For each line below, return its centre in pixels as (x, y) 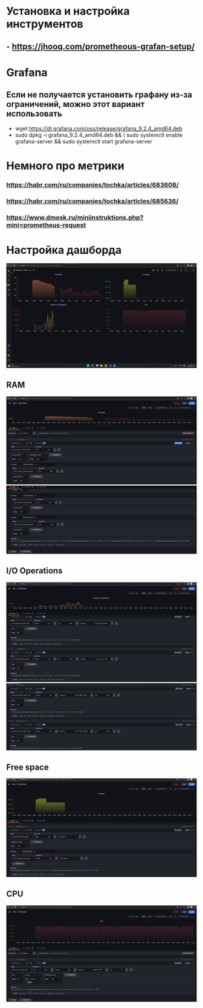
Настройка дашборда (64, 250)
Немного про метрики (66, 166)
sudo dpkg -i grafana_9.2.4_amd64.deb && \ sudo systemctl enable (99, 135)
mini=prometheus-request (46, 225)
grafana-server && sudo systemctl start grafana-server (83, 141)
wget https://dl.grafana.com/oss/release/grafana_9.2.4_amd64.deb (98, 128)
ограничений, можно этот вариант (76, 104)
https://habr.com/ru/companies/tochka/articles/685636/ (92, 201)
